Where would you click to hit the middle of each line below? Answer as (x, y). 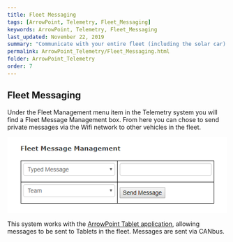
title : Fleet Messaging (42, 15)
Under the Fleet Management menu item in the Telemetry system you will (112, 112)
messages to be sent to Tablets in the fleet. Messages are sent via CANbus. (116, 231)
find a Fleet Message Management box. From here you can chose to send (113, 119)
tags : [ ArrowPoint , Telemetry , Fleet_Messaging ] (79, 22)
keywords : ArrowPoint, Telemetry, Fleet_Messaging (82, 29)
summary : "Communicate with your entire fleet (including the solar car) (117, 44)
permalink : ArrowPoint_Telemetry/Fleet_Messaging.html (89, 52)
